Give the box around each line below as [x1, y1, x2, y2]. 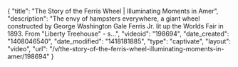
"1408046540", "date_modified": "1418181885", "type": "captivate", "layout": [7, 37, 232, 46]
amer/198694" [7, 52, 50, 61]
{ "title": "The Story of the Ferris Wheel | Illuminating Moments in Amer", [7, 7, 219, 15]
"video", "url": [7, 45, 48, 53]
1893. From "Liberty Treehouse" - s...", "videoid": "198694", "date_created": [7, 29, 229, 38]
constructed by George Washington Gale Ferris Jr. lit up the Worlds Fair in [7, 22, 224, 30]
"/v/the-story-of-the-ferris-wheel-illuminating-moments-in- [49, 45, 224, 53]
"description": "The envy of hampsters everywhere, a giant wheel [7, 14, 200, 23]
